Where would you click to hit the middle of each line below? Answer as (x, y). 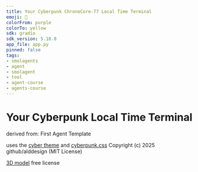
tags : (13, 55)
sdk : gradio (21, 34)
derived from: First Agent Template (49, 134)
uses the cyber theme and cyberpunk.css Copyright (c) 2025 (81, 145)
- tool (14, 77)
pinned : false (24, 50)
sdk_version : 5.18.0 (32, 39)
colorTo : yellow (26, 28)
